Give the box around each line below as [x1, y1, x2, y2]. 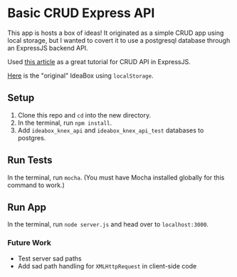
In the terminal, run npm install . [17, 118, 112, 127]
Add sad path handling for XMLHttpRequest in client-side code [17, 261, 197, 270]
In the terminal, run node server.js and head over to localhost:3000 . [7, 220, 209, 229]
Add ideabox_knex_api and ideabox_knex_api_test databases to [17, 126, 204, 135]
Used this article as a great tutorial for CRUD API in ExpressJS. [7, 57, 191, 66]
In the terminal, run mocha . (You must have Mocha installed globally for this [7, 173, 225, 182]
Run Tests [7, 155, 53, 167]
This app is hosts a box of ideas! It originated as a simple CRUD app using [7, 28, 224, 37]
